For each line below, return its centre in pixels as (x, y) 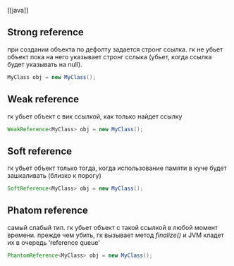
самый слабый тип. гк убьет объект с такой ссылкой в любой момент (113, 227)
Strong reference (46, 32)
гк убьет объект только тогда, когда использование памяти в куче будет (117, 168)
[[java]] (18, 10)
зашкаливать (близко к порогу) (55, 176)
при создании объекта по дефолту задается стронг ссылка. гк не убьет (115, 49)
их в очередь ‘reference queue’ (54, 242)
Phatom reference (48, 211)
